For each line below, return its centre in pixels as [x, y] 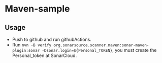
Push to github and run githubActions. [52, 39]
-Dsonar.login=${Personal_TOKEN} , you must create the [99, 50]
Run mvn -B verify [32, 45]
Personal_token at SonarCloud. [44, 55]
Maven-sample [37, 9]
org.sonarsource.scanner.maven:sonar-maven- [101, 45]
